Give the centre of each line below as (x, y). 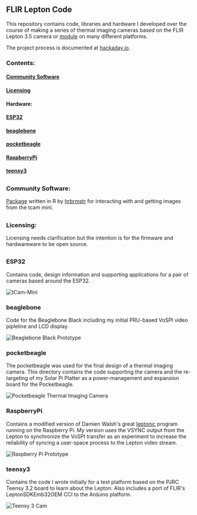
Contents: (21, 63)
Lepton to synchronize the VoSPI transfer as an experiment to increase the (96, 436)
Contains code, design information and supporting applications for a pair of (97, 274)
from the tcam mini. (30, 207)
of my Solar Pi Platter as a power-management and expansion (104, 378)
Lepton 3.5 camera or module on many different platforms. (77, 36)
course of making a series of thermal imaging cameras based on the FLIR (95, 30)
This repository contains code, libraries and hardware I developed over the (96, 23)
